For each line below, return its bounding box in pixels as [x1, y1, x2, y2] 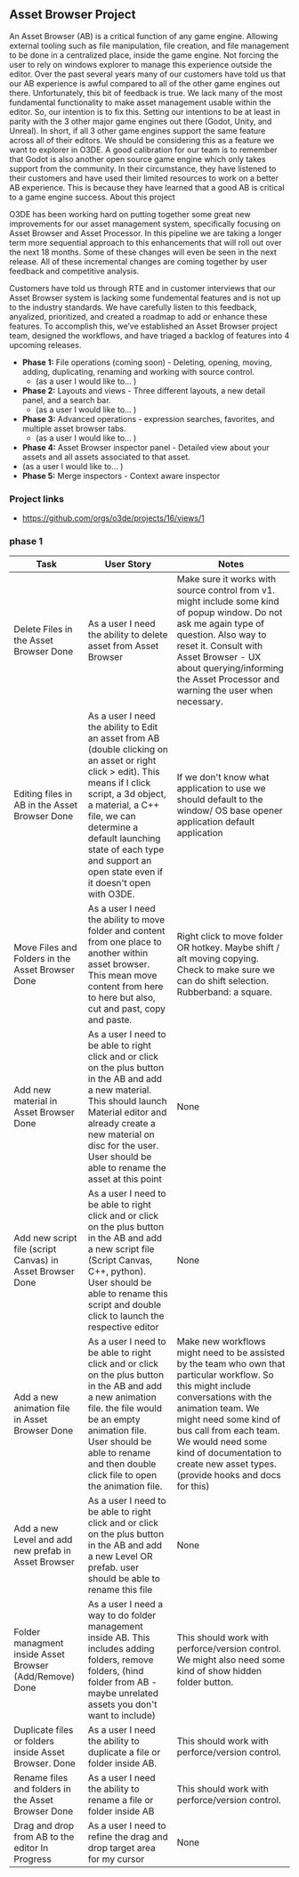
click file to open [87, 1469, 158, 1482]
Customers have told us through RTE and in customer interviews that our [9, 282, 276, 293]
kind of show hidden [176, 1665, 263, 1678]
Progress [13, 1853, 52, 1865]
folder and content [87, 925, 166, 938]
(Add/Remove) [13, 1670, 76, 1683]
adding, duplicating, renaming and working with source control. [21, 366, 255, 377]
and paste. [87, 1014, 133, 1027]
